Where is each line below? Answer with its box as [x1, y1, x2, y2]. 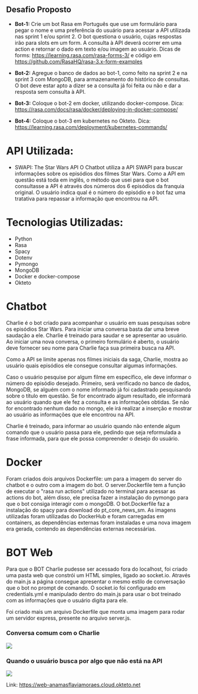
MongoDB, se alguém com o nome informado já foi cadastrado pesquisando [6, 386, 192, 393]
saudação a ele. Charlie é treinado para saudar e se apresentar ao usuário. [6, 331, 187, 338]
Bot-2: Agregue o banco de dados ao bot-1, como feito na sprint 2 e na [14, 69, 187, 76]
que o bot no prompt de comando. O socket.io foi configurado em [6, 584, 166, 591]
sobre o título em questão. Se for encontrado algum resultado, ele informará [6, 392, 191, 399]
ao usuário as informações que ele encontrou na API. [6, 411, 136, 418]
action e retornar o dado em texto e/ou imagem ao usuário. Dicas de [14, 45, 181, 52]
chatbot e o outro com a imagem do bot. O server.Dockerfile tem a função [6, 481, 186, 488]
